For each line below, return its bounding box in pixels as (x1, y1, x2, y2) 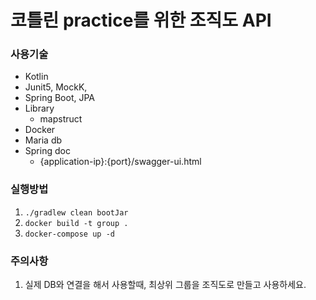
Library (24, 102, 55, 115)
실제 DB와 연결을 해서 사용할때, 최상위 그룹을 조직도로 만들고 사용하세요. (24, 279, 307, 291)
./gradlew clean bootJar (24, 207, 129, 218)
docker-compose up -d (24, 229, 115, 239)
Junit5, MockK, (24, 81, 88, 93)
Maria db (24, 134, 63, 146)
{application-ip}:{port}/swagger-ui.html (39, 156, 202, 168)
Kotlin (24, 71, 49, 83)
